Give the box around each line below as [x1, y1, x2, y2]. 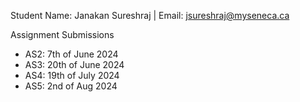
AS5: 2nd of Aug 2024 [24, 80, 118, 92]
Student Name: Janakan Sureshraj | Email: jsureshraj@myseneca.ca [10, 10, 290, 21]
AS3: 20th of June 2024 [24, 59, 125, 70]
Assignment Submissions [10, 29, 115, 40]
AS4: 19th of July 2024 [24, 70, 120, 81]
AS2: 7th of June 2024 [24, 48, 119, 60]
